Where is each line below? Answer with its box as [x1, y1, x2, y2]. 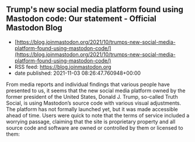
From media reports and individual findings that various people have [6, 81, 170, 88]
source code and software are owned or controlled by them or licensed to [6, 124, 183, 131]
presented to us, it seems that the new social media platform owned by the [6, 87, 186, 94]
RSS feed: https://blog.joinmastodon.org [14, 63, 112, 70]
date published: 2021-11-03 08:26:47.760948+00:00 [14, 70, 141, 77]
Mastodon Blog [6, 23, 62, 33]
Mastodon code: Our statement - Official [6, 14, 156, 24]
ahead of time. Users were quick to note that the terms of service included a [6, 112, 190, 119]
